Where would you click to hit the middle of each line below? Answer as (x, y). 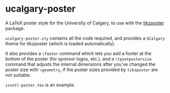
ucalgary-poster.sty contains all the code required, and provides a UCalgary (85, 38)
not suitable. (18, 75)
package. (15, 28)
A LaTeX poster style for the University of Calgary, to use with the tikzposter (85, 23)
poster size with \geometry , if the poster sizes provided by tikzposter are (82, 70)
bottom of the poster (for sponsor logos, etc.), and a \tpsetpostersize (79, 58)
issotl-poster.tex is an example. (40, 85)
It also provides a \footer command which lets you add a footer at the (78, 53)
